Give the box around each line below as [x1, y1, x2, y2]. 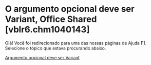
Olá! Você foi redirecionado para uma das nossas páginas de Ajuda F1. [5, 40, 147, 46]
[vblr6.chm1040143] [5, 24, 90, 35]
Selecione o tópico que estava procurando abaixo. [5, 45, 106, 51]
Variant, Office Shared [5, 14, 97, 25]
